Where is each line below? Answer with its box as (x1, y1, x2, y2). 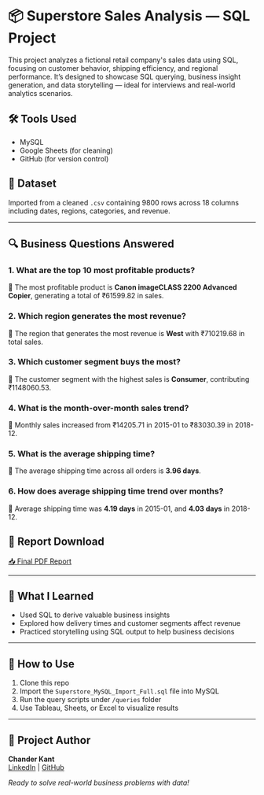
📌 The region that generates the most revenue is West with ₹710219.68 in (8, 328, 245, 338)
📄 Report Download (8, 535, 104, 549)
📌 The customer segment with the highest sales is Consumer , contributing (8, 374, 250, 383)
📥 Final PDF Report (8, 556, 72, 566)
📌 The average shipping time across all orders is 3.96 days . (8, 466, 202, 475)
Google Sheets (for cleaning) (19, 146, 114, 155)
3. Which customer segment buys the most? (8, 357, 181, 368)
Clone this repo (19, 679, 69, 688)
